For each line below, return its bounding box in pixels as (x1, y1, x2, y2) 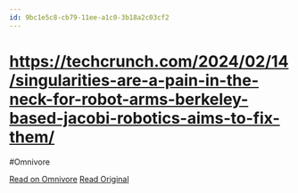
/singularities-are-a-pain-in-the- (9, 70, 260, 90)
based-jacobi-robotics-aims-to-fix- (9, 108, 281, 128)
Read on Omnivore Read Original (9, 173, 129, 184)
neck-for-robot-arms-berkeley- (9, 89, 249, 109)
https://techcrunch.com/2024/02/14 (9, 51, 289, 71)
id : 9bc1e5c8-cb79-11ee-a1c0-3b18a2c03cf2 (9, 12, 170, 22)
